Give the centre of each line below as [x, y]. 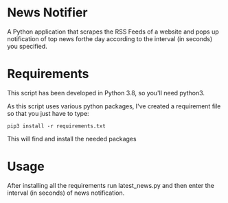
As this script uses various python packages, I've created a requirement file [114, 106]
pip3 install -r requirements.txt [57, 126]
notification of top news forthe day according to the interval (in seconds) [110, 38]
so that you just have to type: [48, 113]
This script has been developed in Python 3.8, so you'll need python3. [106, 93]
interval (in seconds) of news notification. [66, 193]
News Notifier [47, 13]
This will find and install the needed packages [72, 139]
